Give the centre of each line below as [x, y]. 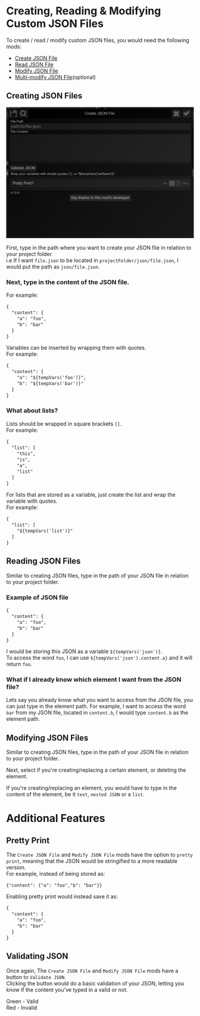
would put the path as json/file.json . [53, 267]
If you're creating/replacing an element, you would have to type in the [92, 788]
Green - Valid [22, 1001]
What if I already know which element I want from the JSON [94, 679]
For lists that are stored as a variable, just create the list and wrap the [91, 494]
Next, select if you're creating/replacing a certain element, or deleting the [96, 770]
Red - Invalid [22, 1008]
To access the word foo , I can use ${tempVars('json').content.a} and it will [99, 657]
